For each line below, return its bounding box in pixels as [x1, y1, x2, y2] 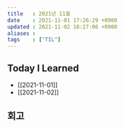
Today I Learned [7, 62, 79, 74]
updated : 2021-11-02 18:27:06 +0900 [7, 23, 118, 30]
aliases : [7, 29, 36, 37]
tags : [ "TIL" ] [7, 36, 61, 43]
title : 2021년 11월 [7, 10, 71, 17]
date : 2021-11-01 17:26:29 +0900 [7, 17, 118, 24]
